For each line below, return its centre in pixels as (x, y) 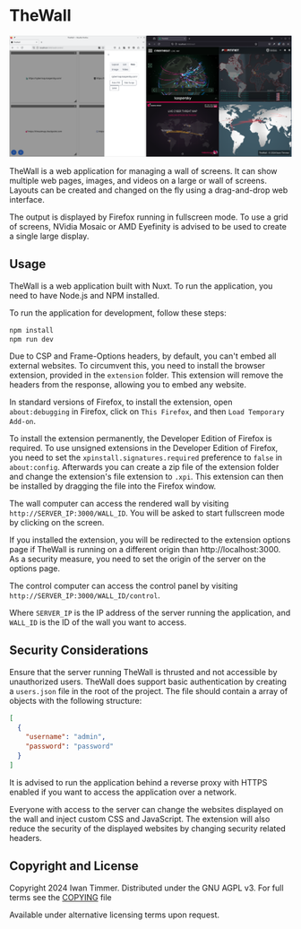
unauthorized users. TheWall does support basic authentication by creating (148, 682)
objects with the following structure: (76, 700)
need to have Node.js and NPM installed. (84, 295)
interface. (27, 200)
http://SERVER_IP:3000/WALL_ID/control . (85, 595)
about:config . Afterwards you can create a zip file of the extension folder (144, 466)
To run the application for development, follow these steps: (118, 313)
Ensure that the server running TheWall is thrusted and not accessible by (143, 672)
